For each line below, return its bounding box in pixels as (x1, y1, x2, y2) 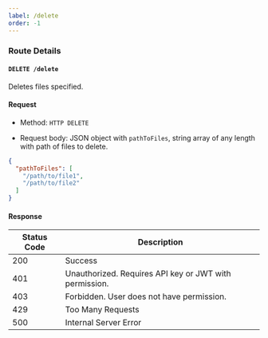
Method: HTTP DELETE (19, 117, 89, 127)
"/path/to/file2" (22, 179, 81, 188)
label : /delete (8, 11, 59, 20)
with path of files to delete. (19, 141, 108, 151)
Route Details (8, 46, 61, 57)
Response (8, 211, 42, 221)
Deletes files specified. (8, 82, 84, 91)
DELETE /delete (8, 66, 59, 74)
